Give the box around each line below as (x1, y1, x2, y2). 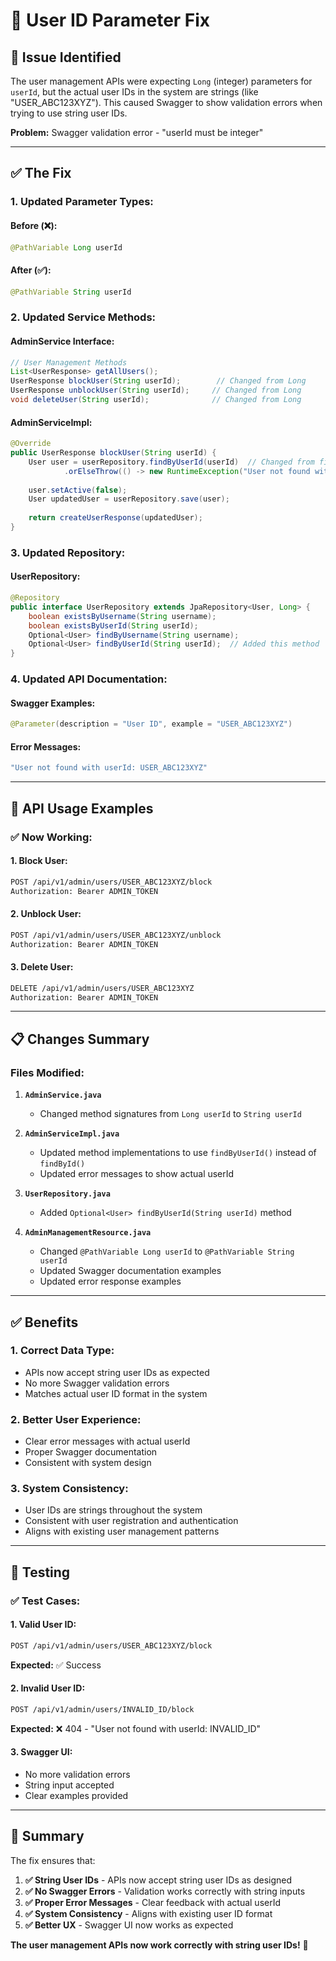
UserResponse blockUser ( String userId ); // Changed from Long (10, 376, 307, 386)
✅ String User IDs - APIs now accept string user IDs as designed (24, 1874, 293, 1886)
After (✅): (10, 264, 52, 276)
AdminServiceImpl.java (24, 1129, 120, 1139)
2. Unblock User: (10, 908, 82, 920)
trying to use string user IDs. (10, 107, 128, 119)
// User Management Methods (10, 357, 128, 368)
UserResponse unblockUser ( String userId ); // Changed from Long (10, 385, 302, 396)
